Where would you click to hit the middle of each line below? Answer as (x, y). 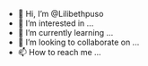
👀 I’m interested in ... (56, 23)
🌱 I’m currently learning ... (65, 33)
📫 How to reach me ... (59, 52)
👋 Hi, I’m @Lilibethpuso (61, 14)
